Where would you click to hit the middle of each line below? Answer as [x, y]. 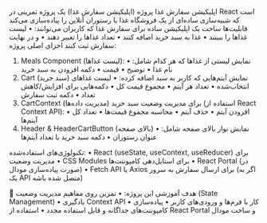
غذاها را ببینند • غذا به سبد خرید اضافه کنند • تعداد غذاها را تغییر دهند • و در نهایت [128, 37]
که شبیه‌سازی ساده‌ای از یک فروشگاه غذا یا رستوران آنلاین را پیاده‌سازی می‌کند [124, 20]
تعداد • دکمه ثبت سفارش [58, 94]
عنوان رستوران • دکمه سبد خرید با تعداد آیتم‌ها [89, 137]
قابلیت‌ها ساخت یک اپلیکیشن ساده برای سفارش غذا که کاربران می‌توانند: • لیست [128, 28]
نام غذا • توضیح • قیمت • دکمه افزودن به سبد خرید [96, 69]
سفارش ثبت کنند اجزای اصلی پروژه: [63, 45]
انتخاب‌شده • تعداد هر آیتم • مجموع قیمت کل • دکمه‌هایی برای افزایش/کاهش [135, 86]
